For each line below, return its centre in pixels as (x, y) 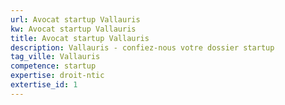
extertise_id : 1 (44, 85)
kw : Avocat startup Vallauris (73, 29)
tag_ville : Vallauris (55, 57)
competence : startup (53, 66)
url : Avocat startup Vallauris (75, 19)
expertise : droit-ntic (57, 76)
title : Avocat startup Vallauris (80, 38)
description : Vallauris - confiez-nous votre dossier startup (142, 47)
